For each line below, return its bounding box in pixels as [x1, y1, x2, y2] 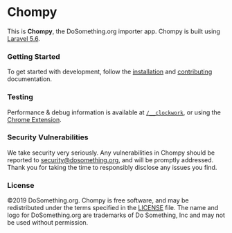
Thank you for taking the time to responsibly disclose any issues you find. [7, 163, 217, 171]
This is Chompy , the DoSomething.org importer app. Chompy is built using [7, 27, 220, 35]
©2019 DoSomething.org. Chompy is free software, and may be [7, 196, 189, 205]
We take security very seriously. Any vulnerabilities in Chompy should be [7, 148, 215, 157]
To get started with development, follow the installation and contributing [7, 67, 213, 76]
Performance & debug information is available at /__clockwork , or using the [7, 108, 222, 116]
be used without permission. [7, 218, 89, 227]
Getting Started [7, 51, 60, 61]
